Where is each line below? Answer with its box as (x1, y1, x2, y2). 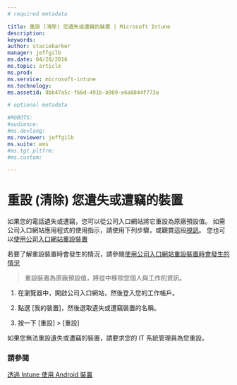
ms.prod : (7, 69, 33, 76)
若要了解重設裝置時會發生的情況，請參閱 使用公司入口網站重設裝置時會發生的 (7, 250, 230, 259)
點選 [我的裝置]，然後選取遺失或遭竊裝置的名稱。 (17, 304, 160, 312)
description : (7, 30, 46, 37)
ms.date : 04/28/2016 (7, 56, 68, 64)
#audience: (7, 121, 39, 128)
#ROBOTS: (7, 114, 33, 122)
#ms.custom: (7, 153, 42, 161)
